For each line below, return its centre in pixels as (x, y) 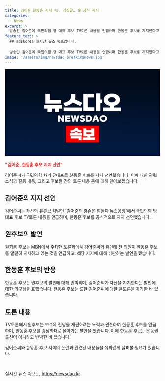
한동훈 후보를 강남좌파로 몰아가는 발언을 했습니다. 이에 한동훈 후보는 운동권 (87, 331)
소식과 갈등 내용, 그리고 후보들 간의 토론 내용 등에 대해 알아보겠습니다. (72, 181)
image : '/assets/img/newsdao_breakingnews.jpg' (55, 57)
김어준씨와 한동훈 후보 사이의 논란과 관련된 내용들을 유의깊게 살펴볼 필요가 (76, 348)
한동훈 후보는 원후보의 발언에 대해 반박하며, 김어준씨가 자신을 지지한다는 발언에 (81, 283)
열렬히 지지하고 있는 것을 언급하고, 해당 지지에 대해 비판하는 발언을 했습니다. (83, 253)
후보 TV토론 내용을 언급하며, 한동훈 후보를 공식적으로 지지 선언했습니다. (82, 217)
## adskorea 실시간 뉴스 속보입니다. (43, 42)
